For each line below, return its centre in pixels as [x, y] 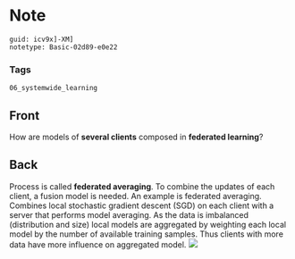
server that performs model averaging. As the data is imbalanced [129, 214]
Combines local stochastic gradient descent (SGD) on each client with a [142, 205]
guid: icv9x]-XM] [42, 39]
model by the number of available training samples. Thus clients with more [147, 234]
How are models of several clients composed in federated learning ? [136, 137]
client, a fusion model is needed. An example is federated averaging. [135, 196]
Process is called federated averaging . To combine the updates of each [142, 186]
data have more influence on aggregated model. [98, 244]
